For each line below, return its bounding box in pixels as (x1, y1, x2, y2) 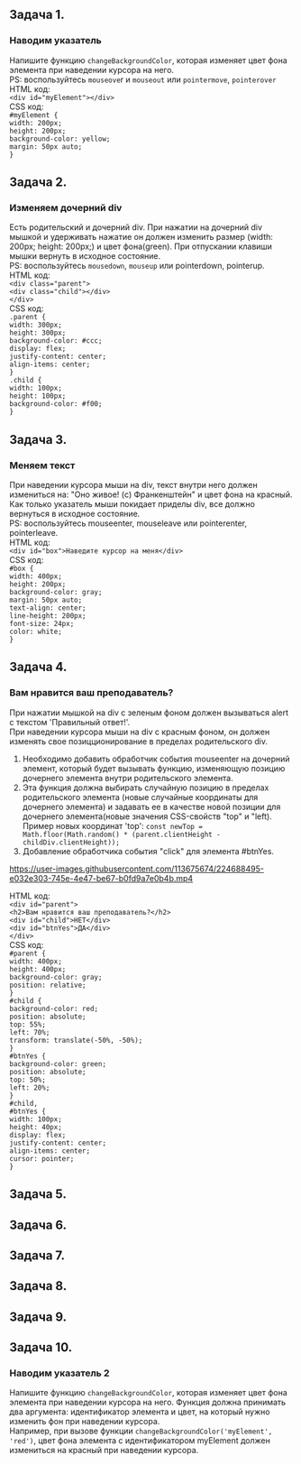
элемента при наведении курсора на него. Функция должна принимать (9, 1397, 287, 1408)
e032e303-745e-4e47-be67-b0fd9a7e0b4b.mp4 (9, 872, 194, 883)
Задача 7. (9, 1248, 66, 1263)
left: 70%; (9, 1027, 50, 1036)
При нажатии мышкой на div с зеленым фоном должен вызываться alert (9, 707, 289, 718)
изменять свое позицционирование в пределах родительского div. (9, 735, 269, 747)
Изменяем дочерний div (9, 202, 123, 214)
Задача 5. (9, 1186, 68, 1202)
